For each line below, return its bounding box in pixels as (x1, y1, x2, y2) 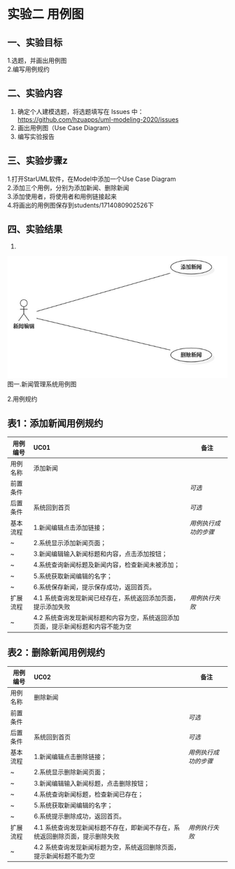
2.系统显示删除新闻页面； (34, 768, 107, 777)
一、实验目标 (7, 36, 63, 48)
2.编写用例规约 (7, 65, 50, 73)
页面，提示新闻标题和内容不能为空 (33, 622, 131, 630)
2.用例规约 (7, 395, 38, 403)
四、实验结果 (7, 223, 63, 235)
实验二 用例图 (7, 6, 84, 22)
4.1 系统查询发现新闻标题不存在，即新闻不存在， (34, 823, 174, 831)
